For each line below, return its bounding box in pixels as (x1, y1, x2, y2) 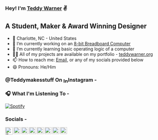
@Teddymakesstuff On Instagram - (5, 76, 97, 83)
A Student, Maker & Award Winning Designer (5, 22, 147, 30)
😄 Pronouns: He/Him (12, 64, 56, 70)
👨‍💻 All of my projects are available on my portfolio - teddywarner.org (12, 51, 153, 57)
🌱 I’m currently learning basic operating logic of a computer (12, 46, 135, 52)
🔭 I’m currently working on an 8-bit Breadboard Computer (12, 40, 131, 46)
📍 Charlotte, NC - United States (12, 35, 77, 41)
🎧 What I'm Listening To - (5, 90, 70, 97)
